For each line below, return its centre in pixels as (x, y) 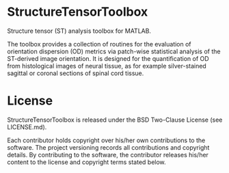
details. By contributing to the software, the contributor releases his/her (108, 155)
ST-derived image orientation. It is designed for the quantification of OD (108, 58)
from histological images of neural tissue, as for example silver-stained (107, 66)
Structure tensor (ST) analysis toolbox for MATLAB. (79, 31)
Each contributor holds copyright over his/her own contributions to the (106, 140)
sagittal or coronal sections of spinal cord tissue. (76, 73)
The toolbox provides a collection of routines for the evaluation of (99, 44)
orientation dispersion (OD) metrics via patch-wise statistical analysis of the (114, 51)
